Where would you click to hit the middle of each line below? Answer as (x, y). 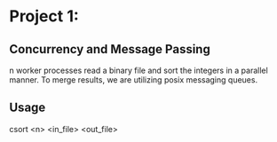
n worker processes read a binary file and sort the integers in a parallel (138, 70)
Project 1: (44, 16)
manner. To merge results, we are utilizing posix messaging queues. (134, 80)
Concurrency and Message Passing (110, 49)
